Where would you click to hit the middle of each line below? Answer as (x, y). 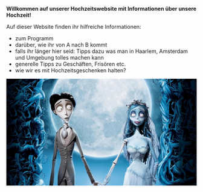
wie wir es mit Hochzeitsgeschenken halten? (70, 70)
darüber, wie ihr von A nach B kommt (61, 45)
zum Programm (34, 38)
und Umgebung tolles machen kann (59, 57)
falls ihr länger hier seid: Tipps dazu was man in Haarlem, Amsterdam (101, 51)
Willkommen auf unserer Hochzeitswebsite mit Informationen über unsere (101, 9)
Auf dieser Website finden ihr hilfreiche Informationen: (74, 27)
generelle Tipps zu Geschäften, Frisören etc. (70, 64)
